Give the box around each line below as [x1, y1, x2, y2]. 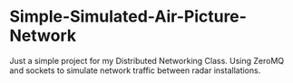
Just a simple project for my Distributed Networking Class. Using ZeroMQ [9, 55, 285, 66]
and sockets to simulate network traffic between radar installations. [9, 65, 261, 76]
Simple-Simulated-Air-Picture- [9, 6, 248, 27]
